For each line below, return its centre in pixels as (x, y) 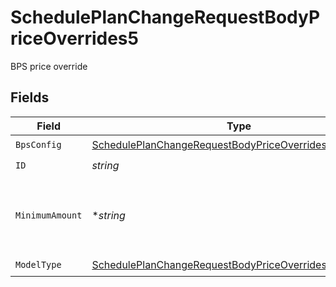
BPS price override (49, 66)
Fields (30, 97)
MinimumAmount (49, 215)
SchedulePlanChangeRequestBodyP (165, 17)
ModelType (38, 265)
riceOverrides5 (74, 38)
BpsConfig (38, 145)
